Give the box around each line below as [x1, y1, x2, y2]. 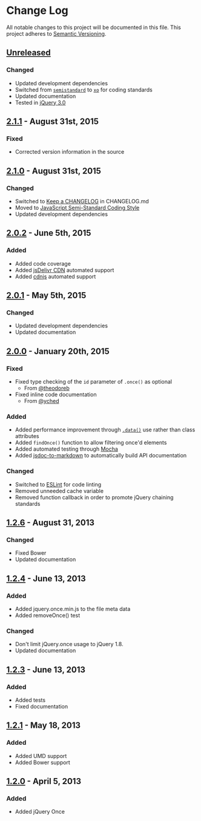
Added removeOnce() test [15, 612, 81, 619]
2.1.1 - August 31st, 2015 [6, 116, 99, 127]
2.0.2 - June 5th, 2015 [6, 228, 91, 238]
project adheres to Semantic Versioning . [6, 30, 107, 37]
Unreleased [6, 48, 51, 58]
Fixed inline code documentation [15, 391, 97, 398]
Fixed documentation [15, 703, 68, 710]
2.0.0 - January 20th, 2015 [6, 346, 110, 356]
